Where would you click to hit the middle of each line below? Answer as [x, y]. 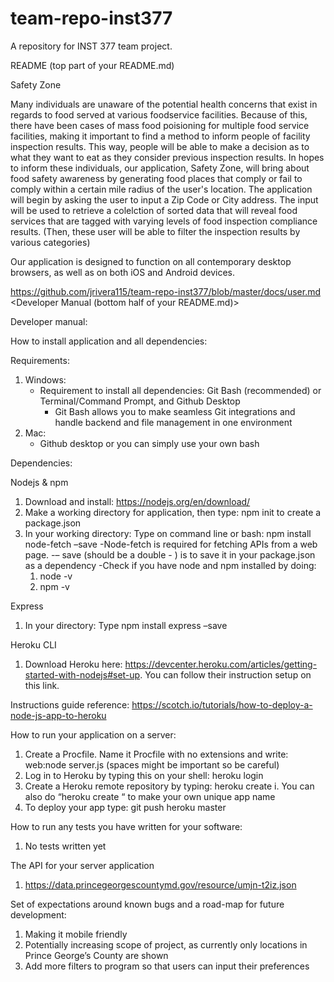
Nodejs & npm [39, 482]
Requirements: [40, 360]
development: [38, 914]
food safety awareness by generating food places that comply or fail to [156, 178]
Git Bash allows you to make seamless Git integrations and [175, 411]
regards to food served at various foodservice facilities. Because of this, [159, 114]
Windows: [45, 379]
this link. [42, 685]
